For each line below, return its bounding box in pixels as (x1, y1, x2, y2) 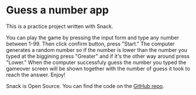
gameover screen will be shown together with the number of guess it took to (6, 65, 190, 72)
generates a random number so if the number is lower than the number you (6, 46, 188, 53)
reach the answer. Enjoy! (6, 71, 66, 78)
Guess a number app (6, 3, 109, 17)
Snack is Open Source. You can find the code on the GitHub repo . (6, 82, 164, 89)
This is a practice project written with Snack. (6, 23, 114, 30)
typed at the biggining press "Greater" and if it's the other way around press (6, 52, 190, 59)
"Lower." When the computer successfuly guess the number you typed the (6, 59, 187, 66)
